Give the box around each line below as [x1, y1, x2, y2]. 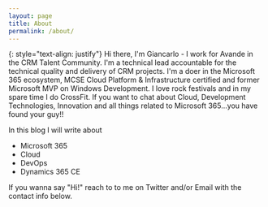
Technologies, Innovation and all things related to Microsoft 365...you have [8, 101, 258, 110]
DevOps [19, 158, 48, 168]
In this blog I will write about [8, 125, 103, 135]
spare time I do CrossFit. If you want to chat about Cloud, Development [8, 93, 246, 102]
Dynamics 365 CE [19, 167, 81, 177]
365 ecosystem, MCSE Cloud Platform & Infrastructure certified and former [8, 75, 260, 85]
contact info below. [8, 192, 73, 201]
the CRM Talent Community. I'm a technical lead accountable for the [8, 58, 237, 67]
